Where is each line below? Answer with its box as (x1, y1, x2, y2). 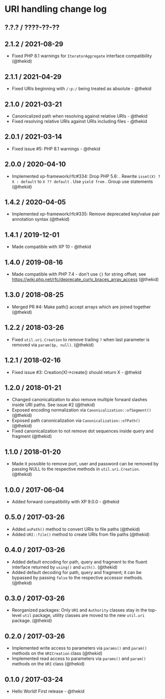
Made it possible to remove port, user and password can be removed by (11, 461, 159, 467)
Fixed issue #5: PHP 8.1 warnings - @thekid (11, 146, 101, 152)
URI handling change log (4, 3, 107, 15)
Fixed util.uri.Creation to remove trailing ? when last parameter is (11, 336, 150, 342)
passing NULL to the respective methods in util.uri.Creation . (11, 466, 140, 472)
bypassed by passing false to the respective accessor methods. (11, 575, 144, 580)
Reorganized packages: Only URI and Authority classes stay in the (11, 607, 148, 613)
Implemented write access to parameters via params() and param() (11, 645, 147, 651)
